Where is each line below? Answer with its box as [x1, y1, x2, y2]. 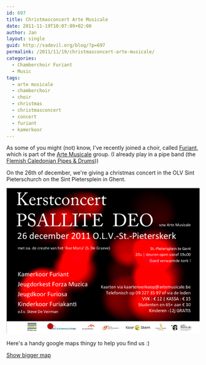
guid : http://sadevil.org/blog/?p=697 [6, 42, 105, 49]
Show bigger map [6, 351, 51, 359]
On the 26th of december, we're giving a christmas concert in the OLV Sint [6, 169, 195, 176]
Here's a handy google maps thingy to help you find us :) [6, 339, 150, 347]
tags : [6, 74, 20, 81]
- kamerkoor [12, 127, 43, 133]
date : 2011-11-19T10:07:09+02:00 [6, 23, 92, 29]
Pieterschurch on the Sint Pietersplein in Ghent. [6, 176, 126, 183]
